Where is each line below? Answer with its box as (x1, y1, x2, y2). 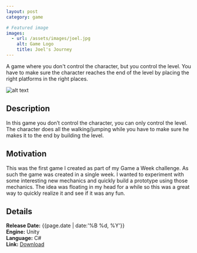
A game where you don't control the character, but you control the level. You (6, 62, 191, 69)
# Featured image (6, 25, 49, 31)
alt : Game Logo (16, 41, 54, 47)
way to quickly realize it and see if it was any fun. (6, 189, 125, 197)
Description (6, 104, 50, 114)
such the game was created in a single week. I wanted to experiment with (6, 171, 184, 178)
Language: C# (6, 235, 42, 242)
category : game (6, 14, 44, 20)
